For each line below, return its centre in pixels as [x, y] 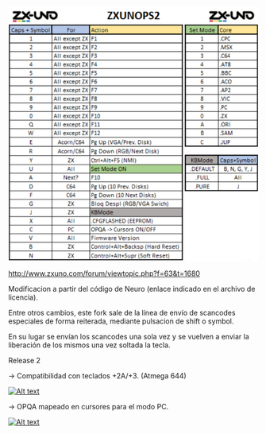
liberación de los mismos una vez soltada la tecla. [89, 345]
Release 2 [25, 361]
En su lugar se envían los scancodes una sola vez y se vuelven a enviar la [129, 337]
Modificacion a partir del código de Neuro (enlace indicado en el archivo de [132, 289]
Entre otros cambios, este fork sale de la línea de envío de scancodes [122, 313]
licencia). [23, 297]
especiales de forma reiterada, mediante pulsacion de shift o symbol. [121, 321]
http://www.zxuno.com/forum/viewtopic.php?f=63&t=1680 [104, 273]
